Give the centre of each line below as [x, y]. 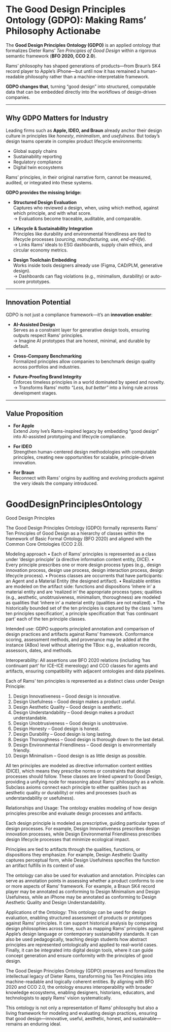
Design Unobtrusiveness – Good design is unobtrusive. [71, 723]
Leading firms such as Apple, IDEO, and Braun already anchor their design [84, 130]
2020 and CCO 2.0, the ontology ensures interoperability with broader [79, 987]
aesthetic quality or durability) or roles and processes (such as [71, 793]
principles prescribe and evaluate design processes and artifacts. [74, 814]
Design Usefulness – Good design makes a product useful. [74, 702]
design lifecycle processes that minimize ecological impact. [68, 840]
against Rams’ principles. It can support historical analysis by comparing [81, 923]
